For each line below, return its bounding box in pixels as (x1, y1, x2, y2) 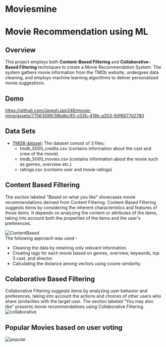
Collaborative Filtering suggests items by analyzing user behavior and (5, 288, 148, 294)
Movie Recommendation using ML (5, 26, 149, 38)
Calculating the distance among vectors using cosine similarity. (12, 260, 142, 266)
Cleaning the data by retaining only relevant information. (12, 245, 127, 250)
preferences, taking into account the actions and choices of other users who (5, 293, 162, 299)
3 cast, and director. (12, 255, 54, 261)
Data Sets (5, 127, 36, 136)
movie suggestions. (5, 80, 46, 86)
